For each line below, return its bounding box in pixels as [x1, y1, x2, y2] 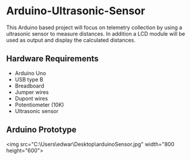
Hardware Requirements [6, 54, 99, 64]
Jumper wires [14, 88, 49, 96]
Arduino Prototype [6, 125, 77, 135]
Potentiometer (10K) [14, 101, 64, 108]
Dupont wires [14, 95, 48, 102]
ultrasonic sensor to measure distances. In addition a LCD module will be [6, 30, 186, 37]
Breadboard [14, 82, 45, 89]
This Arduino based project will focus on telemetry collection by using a [6, 24, 183, 31]
